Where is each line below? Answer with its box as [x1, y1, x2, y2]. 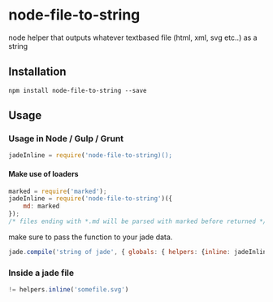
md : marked [23, 202, 60, 211]
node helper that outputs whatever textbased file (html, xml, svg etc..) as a [8, 33, 258, 42]
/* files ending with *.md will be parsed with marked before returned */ [8, 217, 267, 225]
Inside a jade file [8, 267, 75, 278]
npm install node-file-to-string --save [8, 86, 148, 94]
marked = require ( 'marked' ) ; [8, 187, 107, 195]
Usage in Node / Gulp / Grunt [8, 133, 124, 144]
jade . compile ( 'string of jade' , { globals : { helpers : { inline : [8, 247, 231, 256]
